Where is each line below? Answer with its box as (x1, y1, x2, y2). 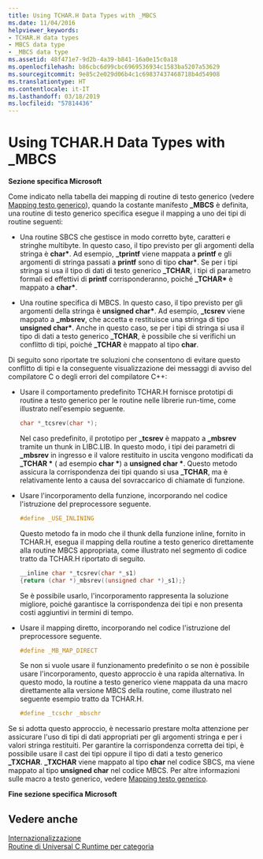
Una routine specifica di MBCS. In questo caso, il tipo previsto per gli (19, 298, 243, 308)
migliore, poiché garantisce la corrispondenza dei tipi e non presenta (19, 599, 243, 609)
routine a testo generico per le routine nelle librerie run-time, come (19, 396, 236, 405)
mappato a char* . (19, 283, 78, 292)
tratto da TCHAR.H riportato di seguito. (19, 553, 146, 563)
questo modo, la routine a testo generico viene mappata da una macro (19, 677, 248, 687)
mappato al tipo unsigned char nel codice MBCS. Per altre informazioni (8, 766, 240, 775)
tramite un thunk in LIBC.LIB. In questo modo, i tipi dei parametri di (19, 441, 235, 451)
